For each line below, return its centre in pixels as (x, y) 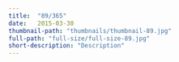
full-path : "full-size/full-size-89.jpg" (79, 38)
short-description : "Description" (67, 46)
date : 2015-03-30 (41, 23)
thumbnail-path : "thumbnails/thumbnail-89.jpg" (90, 31)
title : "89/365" (38, 16)
